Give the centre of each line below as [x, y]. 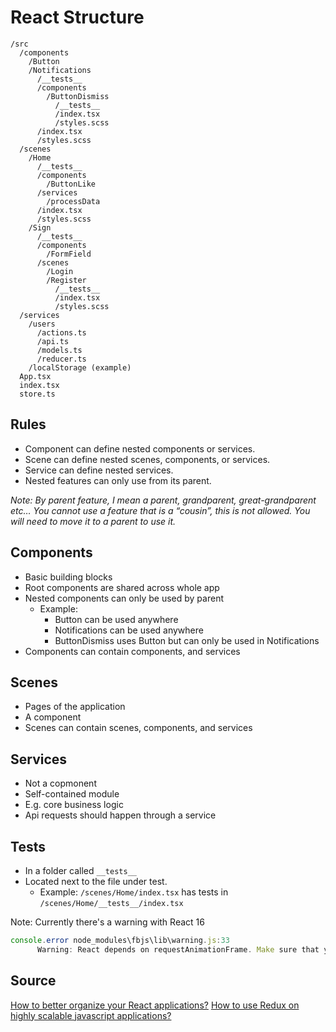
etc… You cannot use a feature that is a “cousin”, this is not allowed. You [160, 510]
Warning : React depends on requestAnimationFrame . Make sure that [178, 949]
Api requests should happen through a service [120, 815]
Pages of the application [75, 707]
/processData [73, 201]
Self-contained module [72, 794]
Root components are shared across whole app [122, 587]
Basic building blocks [68, 577]
